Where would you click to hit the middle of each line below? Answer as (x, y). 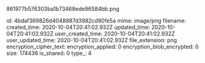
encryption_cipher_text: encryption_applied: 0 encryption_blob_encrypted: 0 (102, 46)
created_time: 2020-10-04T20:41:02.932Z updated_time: (78, 27)
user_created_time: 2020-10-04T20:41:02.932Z (115, 34)
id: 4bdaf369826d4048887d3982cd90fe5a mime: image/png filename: (96, 20)
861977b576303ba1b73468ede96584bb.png (63, 9)
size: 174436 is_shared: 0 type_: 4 (49, 53)
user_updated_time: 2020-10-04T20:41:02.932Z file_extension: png (92, 40)
